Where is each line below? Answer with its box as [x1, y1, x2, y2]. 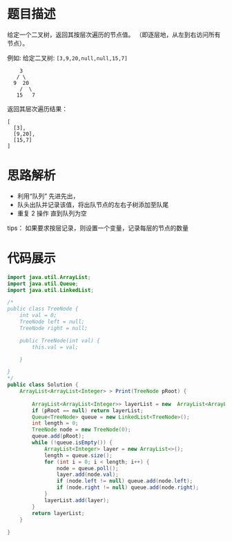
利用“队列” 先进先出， [17, 191, 79, 200]
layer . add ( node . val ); [56, 471, 119, 478]
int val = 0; [19, 312, 57, 319]
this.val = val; [32, 343, 79, 351]
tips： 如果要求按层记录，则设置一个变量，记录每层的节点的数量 [7, 224, 188, 232]
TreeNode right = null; [19, 325, 88, 331]
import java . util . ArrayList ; [7, 273, 91, 280]
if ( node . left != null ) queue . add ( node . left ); [56, 478, 193, 485]
